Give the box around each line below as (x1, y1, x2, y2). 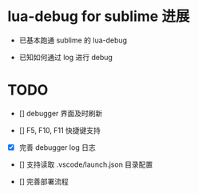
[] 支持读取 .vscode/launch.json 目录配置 (18, 160, 153, 169)
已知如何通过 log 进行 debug (18, 52, 113, 62)
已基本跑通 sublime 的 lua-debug (18, 35, 128, 45)
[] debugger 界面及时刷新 (18, 108, 103, 118)
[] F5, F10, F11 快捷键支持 (18, 125, 101, 135)
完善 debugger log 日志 (18, 142, 97, 152)
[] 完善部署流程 (18, 176, 69, 186)
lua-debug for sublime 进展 (7, 7, 190, 26)
